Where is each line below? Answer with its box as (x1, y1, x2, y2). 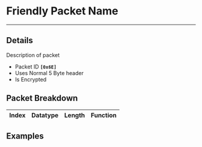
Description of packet (6, 51, 60, 58)
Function (91, 111, 117, 119)
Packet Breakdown (6, 93, 78, 103)
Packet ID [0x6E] (14, 63, 57, 70)
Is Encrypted (14, 76, 47, 83)
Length (64, 111, 85, 119)
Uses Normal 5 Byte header (14, 69, 84, 76)
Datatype (31, 111, 59, 119)
